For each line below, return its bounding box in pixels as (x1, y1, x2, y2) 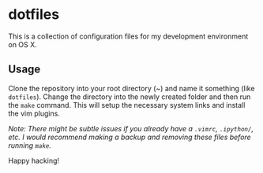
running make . (8, 140, 51, 150)
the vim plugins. (8, 109, 61, 118)
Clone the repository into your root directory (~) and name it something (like (8, 83, 255, 93)
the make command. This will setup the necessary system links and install (8, 100, 246, 109)
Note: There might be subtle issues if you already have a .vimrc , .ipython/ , (8, 123, 254, 133)
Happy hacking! (8, 156, 60, 165)
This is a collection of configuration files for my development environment (8, 31, 249, 41)
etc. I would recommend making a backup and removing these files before (8, 132, 251, 142)
